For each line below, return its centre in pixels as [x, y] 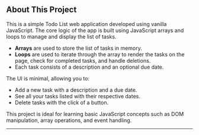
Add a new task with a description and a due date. [76, 90]
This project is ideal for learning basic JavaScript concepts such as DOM [95, 114]
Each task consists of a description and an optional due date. [89, 67]
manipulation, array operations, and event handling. [69, 120]
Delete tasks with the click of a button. [61, 102]
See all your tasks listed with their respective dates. [78, 96]
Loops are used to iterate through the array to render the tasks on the [99, 54]
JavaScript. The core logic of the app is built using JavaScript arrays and [95, 30]
